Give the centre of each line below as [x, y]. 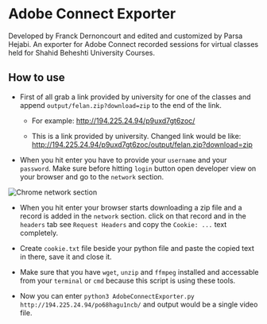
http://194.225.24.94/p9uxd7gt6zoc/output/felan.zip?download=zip [142, 145]
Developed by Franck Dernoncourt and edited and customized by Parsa [126, 36]
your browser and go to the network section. [92, 176]
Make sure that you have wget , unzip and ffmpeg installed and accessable [139, 272]
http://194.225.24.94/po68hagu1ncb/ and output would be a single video [139, 304]
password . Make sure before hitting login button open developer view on [138, 168]
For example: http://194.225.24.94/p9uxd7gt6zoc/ [113, 121]
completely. [39, 233]
